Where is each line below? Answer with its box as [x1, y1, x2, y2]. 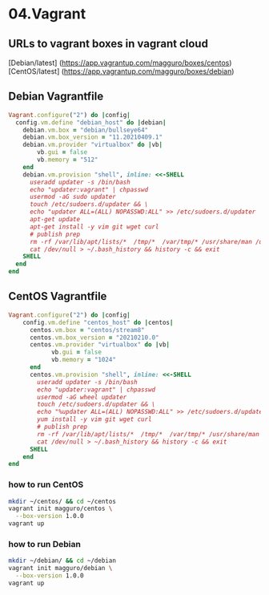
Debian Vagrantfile [8, 90, 104, 103]
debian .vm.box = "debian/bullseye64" [22, 126, 149, 134]
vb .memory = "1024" [50, 356, 116, 364]
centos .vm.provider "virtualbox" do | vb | [29, 341, 171, 349]
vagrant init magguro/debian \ [8, 565, 113, 573]
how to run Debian [8, 538, 82, 549]
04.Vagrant [8, 5, 86, 23]
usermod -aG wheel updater [37, 393, 127, 401]
